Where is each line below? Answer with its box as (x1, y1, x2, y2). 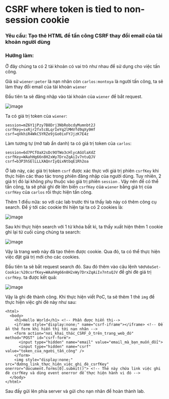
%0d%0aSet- (138, 265, 161, 270)
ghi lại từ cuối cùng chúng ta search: (5, 229, 81, 235)
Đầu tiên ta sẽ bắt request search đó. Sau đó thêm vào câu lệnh (5, 264, 137, 270)
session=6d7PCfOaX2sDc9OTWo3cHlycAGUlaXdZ (5, 150, 96, 155)
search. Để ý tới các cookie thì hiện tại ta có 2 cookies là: (5, 204, 123, 210)
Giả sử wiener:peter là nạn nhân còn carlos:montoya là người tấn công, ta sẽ (5, 78, 163, 85)
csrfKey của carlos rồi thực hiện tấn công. (5, 189, 93, 195)
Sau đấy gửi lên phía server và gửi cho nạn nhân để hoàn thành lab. (5, 388, 145, 394)
